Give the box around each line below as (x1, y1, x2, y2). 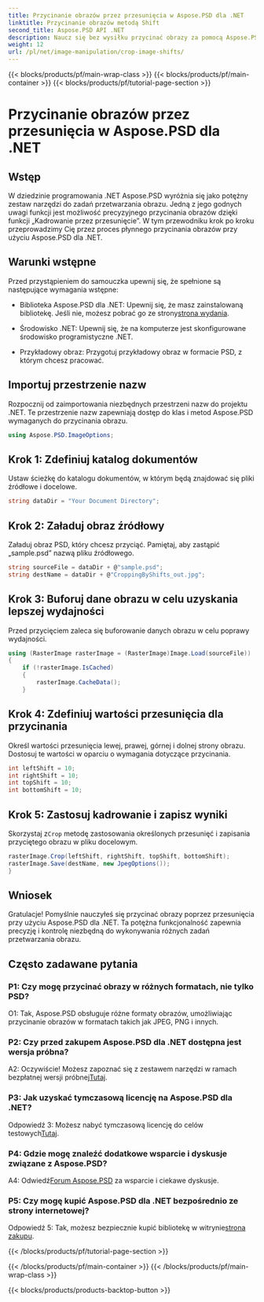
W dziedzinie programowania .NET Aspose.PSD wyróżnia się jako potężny (8, 191, 249, 200)
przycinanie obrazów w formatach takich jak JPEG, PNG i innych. (8, 1017, 218, 1027)
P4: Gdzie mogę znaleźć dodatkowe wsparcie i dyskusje (8, 1148, 228, 1159)
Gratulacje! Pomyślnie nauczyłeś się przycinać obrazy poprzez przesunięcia (8, 910, 255, 919)
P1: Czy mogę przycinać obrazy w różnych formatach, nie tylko (8, 980, 254, 991)
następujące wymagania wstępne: (8, 285, 119, 294)
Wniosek (8, 888, 53, 902)
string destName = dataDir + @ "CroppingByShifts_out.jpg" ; (8, 571, 206, 579)
